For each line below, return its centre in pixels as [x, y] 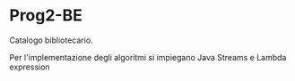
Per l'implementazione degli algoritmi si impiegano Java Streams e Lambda [148, 57]
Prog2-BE [46, 16]
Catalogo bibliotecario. [51, 40]
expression [30, 67]
